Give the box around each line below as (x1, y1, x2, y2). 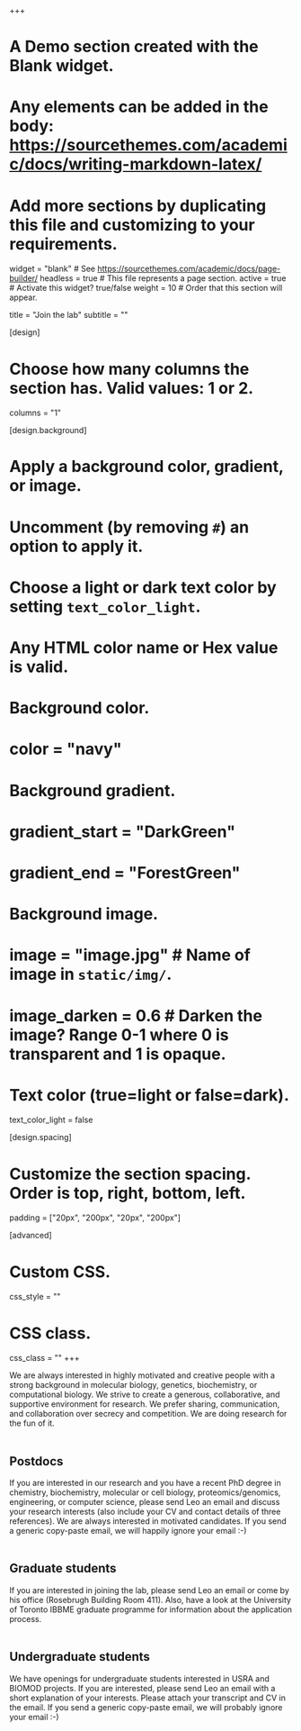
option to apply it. (9, 536, 144, 557)
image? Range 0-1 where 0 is (9, 1024, 229, 1045)
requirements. (9, 233, 119, 254)
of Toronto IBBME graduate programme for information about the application (9, 1604, 293, 1615)
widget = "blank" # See (9, 263, 96, 275)
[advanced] (9, 1230, 52, 1241)
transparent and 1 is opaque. (9, 1044, 226, 1064)
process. (9, 1613, 42, 1624)
